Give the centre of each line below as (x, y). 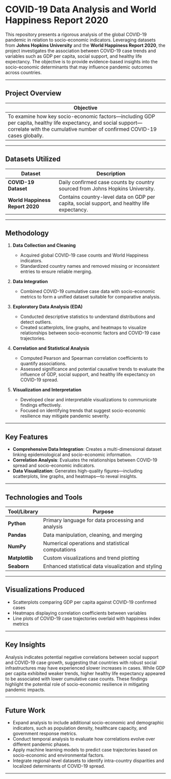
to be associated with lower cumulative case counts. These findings (76, 679)
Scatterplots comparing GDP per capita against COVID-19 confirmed (84, 602)
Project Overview (33, 93)
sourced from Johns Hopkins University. (107, 189)
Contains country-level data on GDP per (107, 197)
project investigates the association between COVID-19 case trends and (81, 51)
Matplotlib (20, 558)
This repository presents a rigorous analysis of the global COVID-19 (76, 34)
